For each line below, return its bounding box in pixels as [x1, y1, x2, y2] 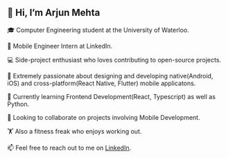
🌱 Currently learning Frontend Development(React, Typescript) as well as [7, 92, 216, 100]
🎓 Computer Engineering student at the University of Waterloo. [7, 26, 189, 34]
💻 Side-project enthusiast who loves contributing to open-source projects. [7, 55, 222, 64]
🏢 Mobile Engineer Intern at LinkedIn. [7, 42, 113, 50]
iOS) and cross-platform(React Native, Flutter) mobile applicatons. [7, 79, 196, 87]
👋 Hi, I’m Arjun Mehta [7, 7, 100, 19]
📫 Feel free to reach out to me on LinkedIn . [7, 143, 132, 152]
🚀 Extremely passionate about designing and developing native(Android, [7, 71, 213, 80]
